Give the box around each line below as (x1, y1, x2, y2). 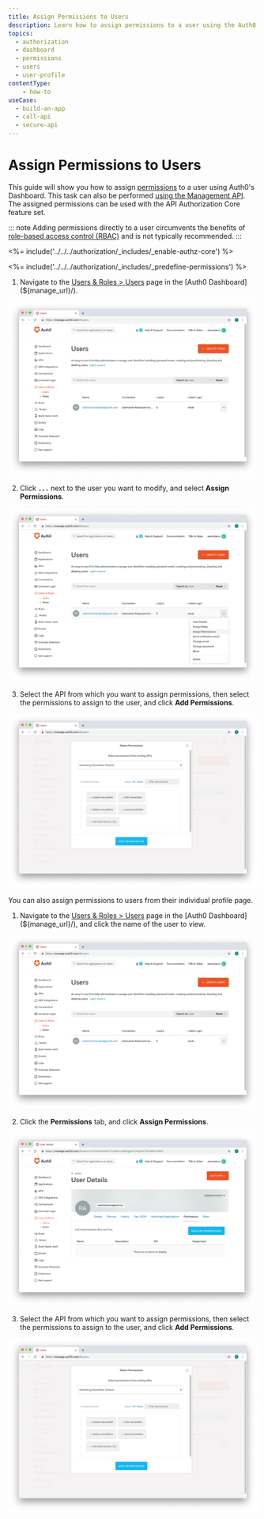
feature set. (8, 207, 46, 217)
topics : (8, 29, 34, 37)
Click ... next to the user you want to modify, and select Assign (19, 483, 229, 493)
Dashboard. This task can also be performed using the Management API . (8, 191, 246, 200)
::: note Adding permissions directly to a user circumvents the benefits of (8, 222, 246, 232)
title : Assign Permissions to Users (8, 13, 129, 21)
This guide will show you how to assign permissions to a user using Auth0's (8, 182, 255, 191)
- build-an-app (15, 104, 66, 112)
